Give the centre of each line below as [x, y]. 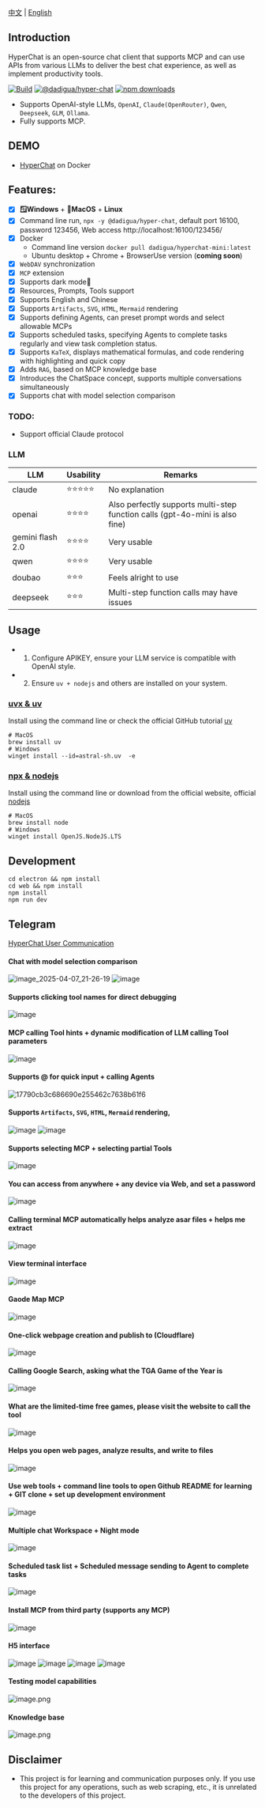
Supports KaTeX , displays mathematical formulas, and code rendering [132, 352]
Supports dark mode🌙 [55, 282]
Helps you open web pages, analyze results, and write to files [111, 1451]
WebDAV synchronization [57, 263]
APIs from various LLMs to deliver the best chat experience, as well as [122, 65]
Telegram [32, 924]
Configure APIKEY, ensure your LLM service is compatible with [134, 658]
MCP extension [42, 273]
